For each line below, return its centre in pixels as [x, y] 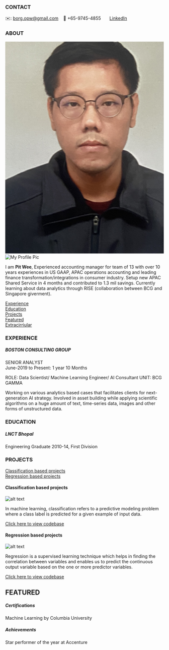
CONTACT [18, 7]
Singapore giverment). [28, 293]
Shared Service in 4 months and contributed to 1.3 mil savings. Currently [80, 283]
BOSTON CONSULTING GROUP [38, 350]
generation [16, 398]
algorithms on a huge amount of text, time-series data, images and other [80, 403]
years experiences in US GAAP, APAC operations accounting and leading [81, 272]
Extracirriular [19, 325]
